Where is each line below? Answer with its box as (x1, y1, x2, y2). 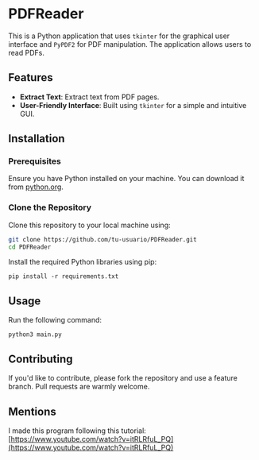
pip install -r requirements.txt (8, 273, 119, 280)
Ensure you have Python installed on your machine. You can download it (8, 174, 245, 184)
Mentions (8, 404, 57, 418)
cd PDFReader (8, 243, 52, 251)
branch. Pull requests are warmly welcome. (8, 382, 150, 392)
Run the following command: (8, 315, 102, 325)
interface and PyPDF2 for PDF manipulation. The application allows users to (8, 39, 252, 48)
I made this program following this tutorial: (8, 426, 147, 435)
